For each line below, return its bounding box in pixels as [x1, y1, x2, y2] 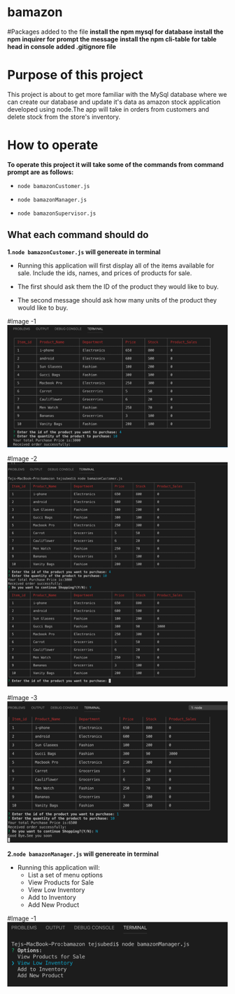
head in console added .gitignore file [7, 42, 117, 51]
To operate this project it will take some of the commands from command [7, 160, 224, 168]
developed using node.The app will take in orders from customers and [7, 105, 210, 113]
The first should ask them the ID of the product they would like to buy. [17, 282, 219, 291]
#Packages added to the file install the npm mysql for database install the [7, 27, 224, 36]
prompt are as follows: [7, 168, 74, 176]
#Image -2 [7, 454, 37, 463]
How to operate [7, 138, 99, 153]
